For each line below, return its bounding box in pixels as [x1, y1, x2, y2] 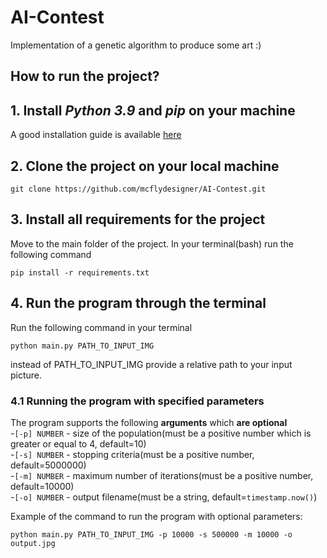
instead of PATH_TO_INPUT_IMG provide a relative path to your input [10, 358, 293, 370]
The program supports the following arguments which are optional [10, 416, 288, 428]
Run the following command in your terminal [10, 321, 193, 333]
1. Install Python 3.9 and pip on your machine [10, 102, 296, 119]
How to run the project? [10, 68, 160, 85]
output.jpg [10, 538, 56, 548]
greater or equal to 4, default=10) [10, 437, 147, 450]
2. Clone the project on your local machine [10, 157, 280, 175]
